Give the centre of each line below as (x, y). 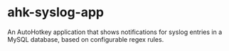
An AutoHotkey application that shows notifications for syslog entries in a (115, 32)
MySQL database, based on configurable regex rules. (86, 39)
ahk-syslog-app (56, 12)
